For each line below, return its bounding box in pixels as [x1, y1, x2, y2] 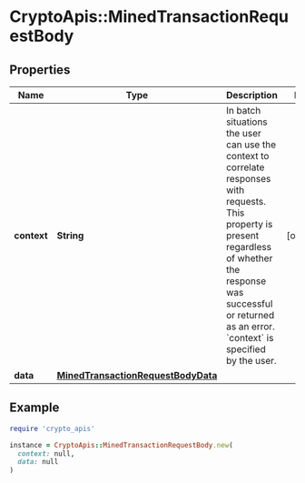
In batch [225, 105, 261, 116]
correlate [225, 161, 265, 174]
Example [9, 400, 60, 416]
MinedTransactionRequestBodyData [56, 369, 218, 381]
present [225, 229, 260, 242]
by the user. [225, 355, 277, 367]
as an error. [225, 320, 275, 333]
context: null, [17, 448, 75, 458]
